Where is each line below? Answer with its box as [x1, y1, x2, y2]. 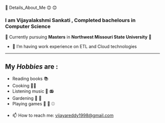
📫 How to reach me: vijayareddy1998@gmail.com [12, 113, 114, 119]
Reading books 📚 [12, 76, 49, 82]
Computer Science [5, 23, 51, 29]
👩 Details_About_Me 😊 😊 [5, 5, 57, 10]
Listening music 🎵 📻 [12, 88, 54, 94]
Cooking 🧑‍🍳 [12, 83, 37, 89]
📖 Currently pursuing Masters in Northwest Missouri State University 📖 [5, 34, 152, 40]
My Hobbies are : [5, 62, 58, 71]
